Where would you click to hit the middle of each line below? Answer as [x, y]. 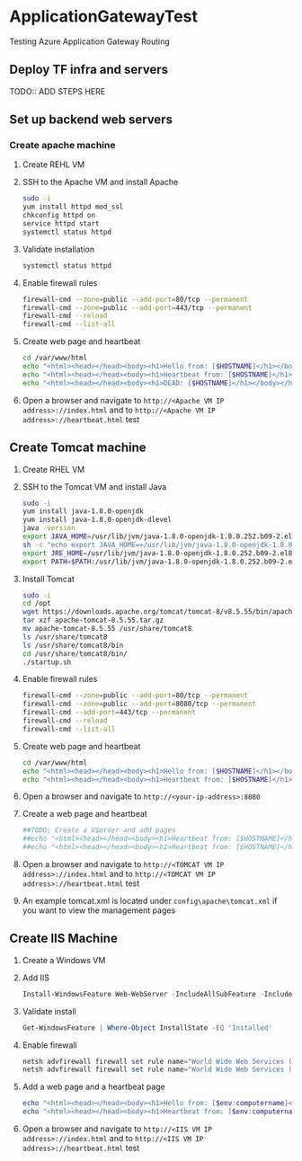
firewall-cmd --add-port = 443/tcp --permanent [109, 713]
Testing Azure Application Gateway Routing [90, 41]
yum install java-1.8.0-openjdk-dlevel [97, 520]
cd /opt [36, 604]
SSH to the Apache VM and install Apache [100, 182]
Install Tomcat [48, 579]
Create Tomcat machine [78, 448]
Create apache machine [62, 146]
